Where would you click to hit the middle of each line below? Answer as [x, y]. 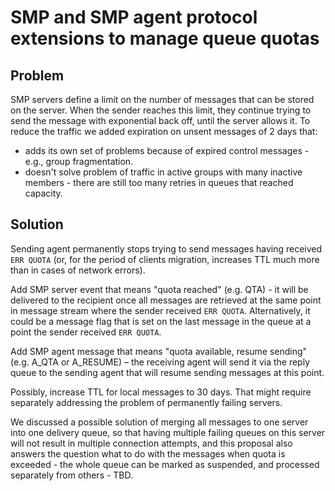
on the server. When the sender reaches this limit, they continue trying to [161, 110]
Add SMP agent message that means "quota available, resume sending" [159, 351]
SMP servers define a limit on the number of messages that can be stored [162, 99]
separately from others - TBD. [72, 475]
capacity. [43, 193]
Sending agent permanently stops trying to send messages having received [166, 248]
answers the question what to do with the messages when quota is [148, 453]
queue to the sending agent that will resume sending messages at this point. [167, 372]
